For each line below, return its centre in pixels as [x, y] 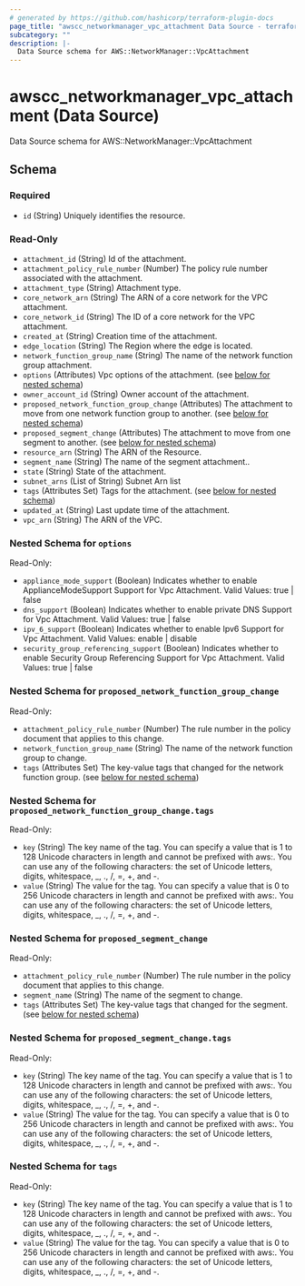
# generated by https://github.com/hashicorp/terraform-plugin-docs [142, 18]
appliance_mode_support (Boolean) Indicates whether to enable [140, 581]
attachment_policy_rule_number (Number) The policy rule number [145, 268]
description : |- [40, 43]
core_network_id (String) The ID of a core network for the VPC [139, 317]
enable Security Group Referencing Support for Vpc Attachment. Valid [153, 658]
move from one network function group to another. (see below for [146, 414]
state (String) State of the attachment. [94, 472]
